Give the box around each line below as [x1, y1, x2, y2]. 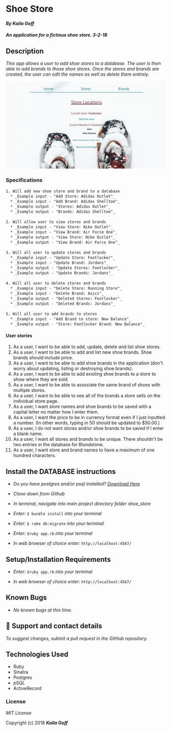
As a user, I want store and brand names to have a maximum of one [13, 447, 155, 453]
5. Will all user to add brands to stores [6, 311, 97, 317]
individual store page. [13, 398, 59, 404]
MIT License [6, 710, 32, 716]
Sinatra [13, 669, 28, 675]
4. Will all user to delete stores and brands [6, 281, 106, 286]
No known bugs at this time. [13, 607, 73, 613]
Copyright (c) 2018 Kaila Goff [6, 719, 68, 726]
